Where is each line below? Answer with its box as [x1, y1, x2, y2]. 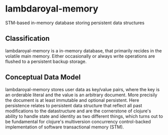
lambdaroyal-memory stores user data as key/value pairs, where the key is [5, 86, 160, 92]
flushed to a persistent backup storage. [5, 58, 87, 64]
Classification [5, 34, 50, 43]
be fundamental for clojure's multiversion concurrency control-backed [5, 118, 151, 124]
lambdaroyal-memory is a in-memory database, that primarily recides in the [5, 47, 162, 53]
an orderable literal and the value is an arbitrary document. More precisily [5, 92, 157, 98]
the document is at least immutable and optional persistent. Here [5, 97, 139, 103]
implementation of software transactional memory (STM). [5, 124, 124, 130]
